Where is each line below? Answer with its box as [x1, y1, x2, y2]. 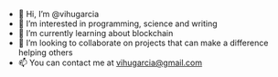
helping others [17, 47, 73, 58]
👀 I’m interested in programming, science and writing [17, 18, 218, 29]
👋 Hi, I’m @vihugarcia [17, 9, 100, 19]
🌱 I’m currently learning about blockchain [17, 28, 174, 38]
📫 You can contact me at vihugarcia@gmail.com [17, 57, 203, 68]
